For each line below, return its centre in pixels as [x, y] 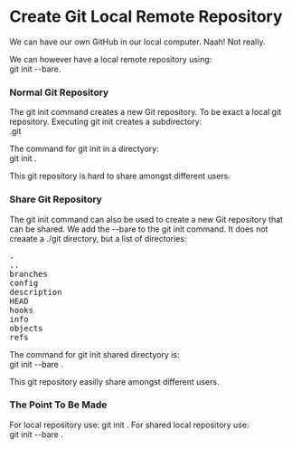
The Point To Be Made [58, 405]
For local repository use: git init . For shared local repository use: [129, 425]
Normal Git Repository [59, 92]
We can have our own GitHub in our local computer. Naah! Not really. [137, 42]
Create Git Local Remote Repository [146, 17]
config [24, 283]
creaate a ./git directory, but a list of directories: [98, 238]
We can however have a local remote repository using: [111, 59]
